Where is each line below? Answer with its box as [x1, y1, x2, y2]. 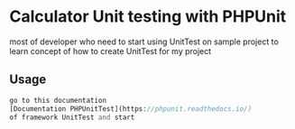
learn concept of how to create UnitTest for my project [9, 45, 212, 56]
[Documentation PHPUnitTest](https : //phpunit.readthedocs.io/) [9, 104, 253, 114]
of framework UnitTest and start [9, 113, 135, 122]
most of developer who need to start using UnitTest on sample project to [9, 36, 280, 47]
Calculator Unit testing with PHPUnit [9, 6, 287, 27]
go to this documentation [9, 96, 106, 105]
